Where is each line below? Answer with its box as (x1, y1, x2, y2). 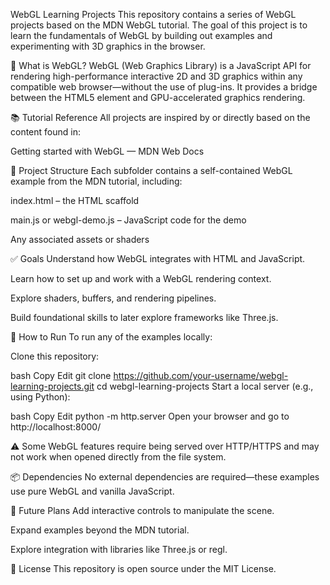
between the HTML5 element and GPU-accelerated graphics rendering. (10, 92, 306, 103)
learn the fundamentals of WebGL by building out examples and (10, 30, 273, 41)
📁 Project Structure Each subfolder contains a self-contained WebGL (10, 165, 293, 176)
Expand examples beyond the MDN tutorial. (10, 524, 190, 536)
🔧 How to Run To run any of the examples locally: (10, 331, 213, 343)
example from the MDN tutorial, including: (10, 175, 183, 187)
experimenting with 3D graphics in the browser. (10, 40, 206, 52)
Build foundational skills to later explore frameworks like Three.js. (10, 312, 279, 323)
